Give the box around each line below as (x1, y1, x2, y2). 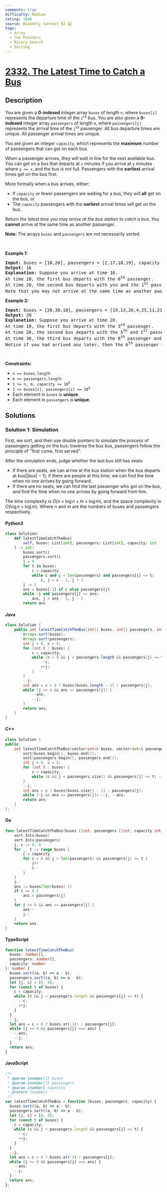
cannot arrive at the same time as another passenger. (5, 221, 115, 227)
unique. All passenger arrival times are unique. (5, 131, 100, 137)
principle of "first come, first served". (5, 448, 82, 454)
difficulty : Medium (5, 12, 46, 17)
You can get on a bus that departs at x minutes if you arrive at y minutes (5, 160, 153, 166)
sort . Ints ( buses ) (14, 833, 50, 838)
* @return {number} (7, 1090, 48, 1095)
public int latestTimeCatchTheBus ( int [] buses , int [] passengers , (14, 627, 155, 632)
